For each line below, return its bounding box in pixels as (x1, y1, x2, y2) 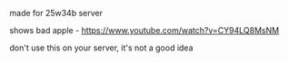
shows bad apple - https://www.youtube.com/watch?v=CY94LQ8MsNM (9, 25, 280, 35)
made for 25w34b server (9, 8, 103, 18)
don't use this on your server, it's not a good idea (9, 42, 194, 53)
